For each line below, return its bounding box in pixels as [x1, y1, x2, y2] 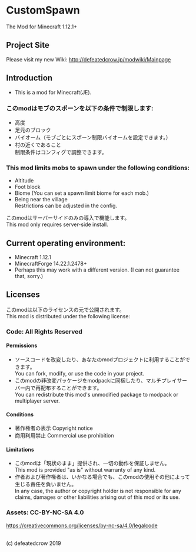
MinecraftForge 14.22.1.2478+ [14, 260, 87, 267]
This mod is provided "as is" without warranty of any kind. [14, 466, 156, 473]
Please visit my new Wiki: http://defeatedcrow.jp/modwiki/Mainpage [6, 55, 171, 63]
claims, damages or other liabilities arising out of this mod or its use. [14, 494, 181, 501]
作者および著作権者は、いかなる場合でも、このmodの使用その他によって [14, 473, 190, 481]
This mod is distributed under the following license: [6, 312, 131, 319]
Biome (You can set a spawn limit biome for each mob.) [14, 190, 149, 197]
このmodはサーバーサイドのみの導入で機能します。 [6, 214, 130, 221]
